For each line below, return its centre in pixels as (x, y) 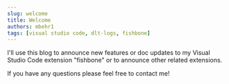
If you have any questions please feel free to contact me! (88, 74)
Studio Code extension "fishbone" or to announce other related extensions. (115, 60)
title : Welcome (29, 20)
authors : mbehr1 (31, 26)
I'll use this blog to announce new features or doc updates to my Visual (109, 53)
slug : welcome (28, 14)
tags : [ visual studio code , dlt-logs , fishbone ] (79, 33)
